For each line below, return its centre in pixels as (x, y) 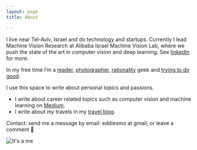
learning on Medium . (40, 105)
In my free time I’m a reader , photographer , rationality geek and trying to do (98, 69)
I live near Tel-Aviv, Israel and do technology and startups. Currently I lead (96, 39)
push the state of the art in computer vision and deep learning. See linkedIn (98, 52)
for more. (17, 58)
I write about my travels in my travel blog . (65, 111)
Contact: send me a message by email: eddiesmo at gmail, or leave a (90, 123)
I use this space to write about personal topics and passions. (80, 87)
